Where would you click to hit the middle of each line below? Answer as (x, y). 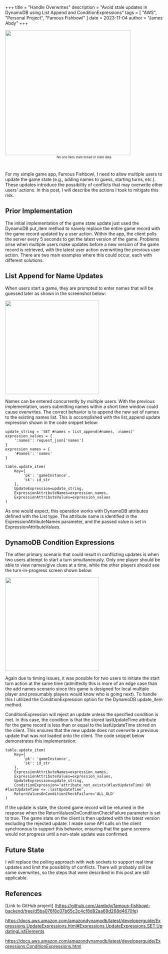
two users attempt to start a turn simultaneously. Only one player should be (83, 560)
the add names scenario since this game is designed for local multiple (77, 689)
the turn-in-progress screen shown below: (49, 570)
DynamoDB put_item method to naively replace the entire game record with (83, 228)
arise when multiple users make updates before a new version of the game (82, 244)
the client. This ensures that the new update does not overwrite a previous (82, 730)
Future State (25, 850)
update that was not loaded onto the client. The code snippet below (75, 736)
